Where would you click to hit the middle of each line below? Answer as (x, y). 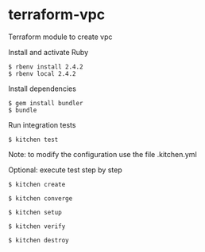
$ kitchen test (33, 140)
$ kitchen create (37, 184)
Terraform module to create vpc (60, 37)
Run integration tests (42, 124)
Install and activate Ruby (48, 52)
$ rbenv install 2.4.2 (46, 67)
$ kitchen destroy (39, 240)
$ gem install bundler (46, 103)
